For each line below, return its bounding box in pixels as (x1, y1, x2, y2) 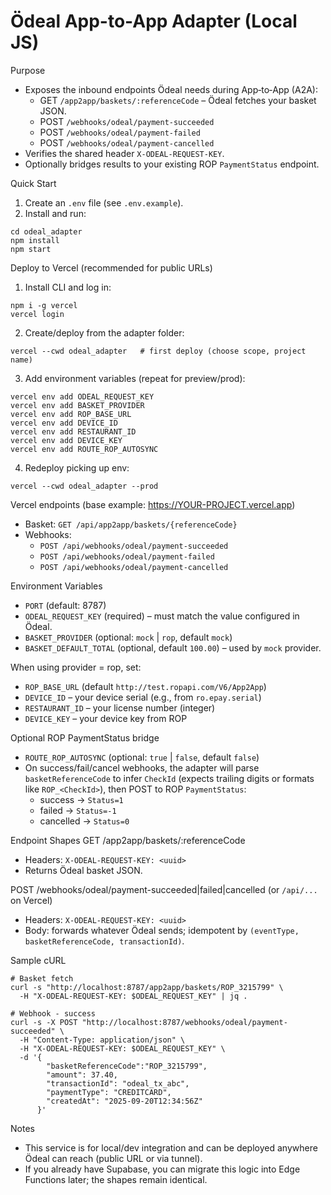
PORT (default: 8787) (24, 599, 107, 611)
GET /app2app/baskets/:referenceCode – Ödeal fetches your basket (39, 94, 317, 106)
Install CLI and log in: (24, 281, 112, 293)
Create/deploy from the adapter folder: (24, 326, 185, 339)
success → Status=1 (39, 793, 124, 805)
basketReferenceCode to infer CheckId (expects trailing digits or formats (24, 772, 315, 784)
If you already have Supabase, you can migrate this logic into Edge (24, 1163, 301, 1175)
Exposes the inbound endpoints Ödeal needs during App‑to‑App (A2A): (24, 83, 318, 95)
